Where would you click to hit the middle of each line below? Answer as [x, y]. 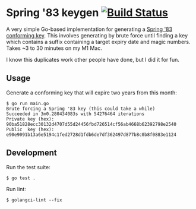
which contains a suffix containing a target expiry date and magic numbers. [99, 42]
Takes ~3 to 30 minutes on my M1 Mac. [54, 48]
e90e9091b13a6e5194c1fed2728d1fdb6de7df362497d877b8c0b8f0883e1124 [91, 134]
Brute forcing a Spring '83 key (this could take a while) [81, 109]
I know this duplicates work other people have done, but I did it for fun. [93, 59]
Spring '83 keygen [53, 13]
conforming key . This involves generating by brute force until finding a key [97, 35]
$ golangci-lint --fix [34, 200]
